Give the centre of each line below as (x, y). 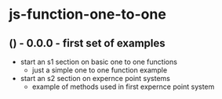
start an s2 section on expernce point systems (95, 78)
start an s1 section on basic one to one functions (98, 62)
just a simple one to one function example (100, 70)
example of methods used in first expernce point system (123, 87)
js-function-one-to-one (88, 14)
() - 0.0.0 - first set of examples (87, 43)
